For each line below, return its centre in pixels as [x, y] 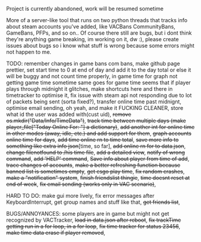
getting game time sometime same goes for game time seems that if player [99, 82]
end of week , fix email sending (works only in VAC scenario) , [81, 184]
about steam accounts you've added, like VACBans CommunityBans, [91, 27]
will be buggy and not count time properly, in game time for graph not [92, 76]
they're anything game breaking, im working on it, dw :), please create [93, 39]
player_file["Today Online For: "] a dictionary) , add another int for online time [100, 127]
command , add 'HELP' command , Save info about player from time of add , [98, 159]
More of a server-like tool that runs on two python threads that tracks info [97, 20]
